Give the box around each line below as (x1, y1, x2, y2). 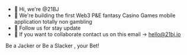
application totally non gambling (14, 18, 92, 25)
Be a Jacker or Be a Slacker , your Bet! (5, 42, 99, 49)
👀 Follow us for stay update (14, 24, 81, 31)
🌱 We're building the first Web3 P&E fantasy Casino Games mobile (14, 12, 176, 19)
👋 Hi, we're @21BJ (14, 6, 60, 12)
